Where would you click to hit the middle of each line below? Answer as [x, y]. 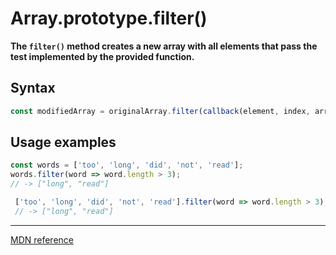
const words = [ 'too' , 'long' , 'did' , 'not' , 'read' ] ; [127, 165]
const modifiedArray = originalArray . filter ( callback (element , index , [160, 111]
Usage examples [63, 142]
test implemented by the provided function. [102, 56]
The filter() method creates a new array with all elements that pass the [164, 46]
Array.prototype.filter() [109, 18]
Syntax [33, 88]
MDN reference [42, 239]
